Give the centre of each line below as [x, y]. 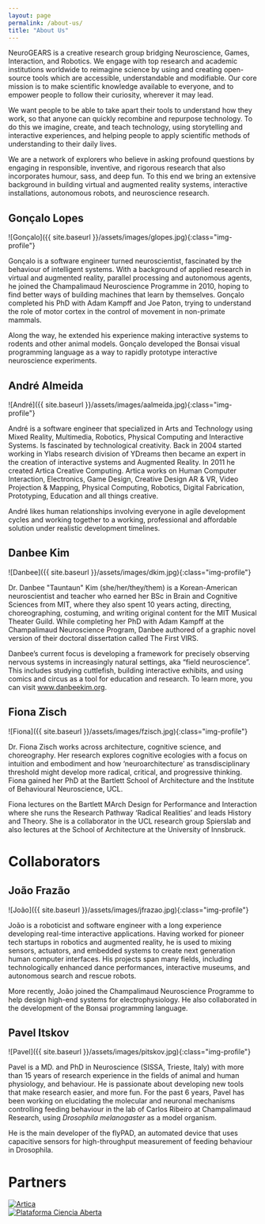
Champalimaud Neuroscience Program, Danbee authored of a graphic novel [132, 629]
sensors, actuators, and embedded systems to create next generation [122, 950]
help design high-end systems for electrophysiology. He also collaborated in [132, 1000]
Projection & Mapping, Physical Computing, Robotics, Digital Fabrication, [127, 487]
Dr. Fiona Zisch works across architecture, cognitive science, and [115, 746]
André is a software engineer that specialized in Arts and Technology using [131, 428]
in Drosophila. [31, 1150]
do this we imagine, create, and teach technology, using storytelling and [125, 127]
